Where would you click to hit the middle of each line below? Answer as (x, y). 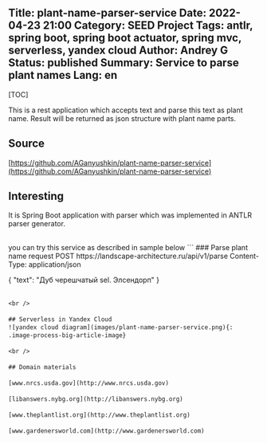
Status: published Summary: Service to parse (124, 63)
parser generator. (37, 224)
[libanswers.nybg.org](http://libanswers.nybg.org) (96, 399)
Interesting (36, 196)
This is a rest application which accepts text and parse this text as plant (126, 110)
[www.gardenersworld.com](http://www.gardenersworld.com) (106, 431)
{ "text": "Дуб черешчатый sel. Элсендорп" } (84, 280)
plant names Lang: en (63, 75)
